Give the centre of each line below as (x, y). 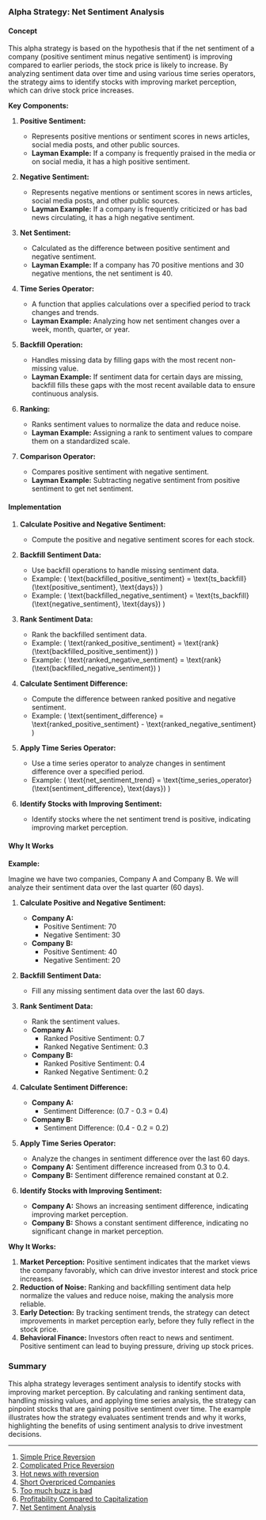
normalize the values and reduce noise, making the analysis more (126, 1295)
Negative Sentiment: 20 (82, 959)
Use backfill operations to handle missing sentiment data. (125, 570)
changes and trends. (65, 313)
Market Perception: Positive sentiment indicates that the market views (135, 1262)
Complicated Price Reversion (67, 1465)
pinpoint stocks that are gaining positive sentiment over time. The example (130, 1408)
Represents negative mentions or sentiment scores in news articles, (142, 192)
